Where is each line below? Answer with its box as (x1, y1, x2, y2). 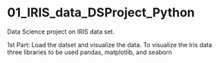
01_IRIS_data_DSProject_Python (7, 5, 196, 21)
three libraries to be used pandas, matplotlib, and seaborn (7, 48, 173, 56)
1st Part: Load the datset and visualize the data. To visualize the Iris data (7, 40, 213, 49)
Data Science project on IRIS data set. (7, 27, 115, 36)
